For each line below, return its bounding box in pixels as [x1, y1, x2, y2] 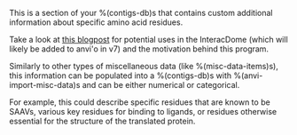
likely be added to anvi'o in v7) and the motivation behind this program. [9, 44, 269, 54]
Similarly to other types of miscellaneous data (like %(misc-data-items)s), [9, 61, 279, 71]
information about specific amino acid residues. [9, 17, 184, 28]
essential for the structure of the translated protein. [9, 115, 196, 126]
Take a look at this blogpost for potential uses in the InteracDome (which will [9, 35, 288, 44]
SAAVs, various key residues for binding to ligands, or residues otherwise [9, 107, 277, 116]
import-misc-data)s [9, 80, 81, 90]
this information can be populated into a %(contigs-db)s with [9, 70, 232, 81]
